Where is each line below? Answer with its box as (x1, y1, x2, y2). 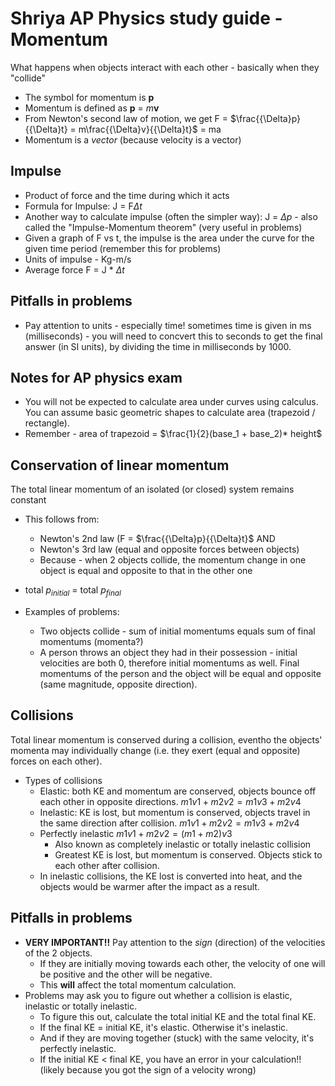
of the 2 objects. (24, 947, 93, 959)
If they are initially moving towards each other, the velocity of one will (39, 957, 326, 969)
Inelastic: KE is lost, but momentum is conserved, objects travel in (39, 806, 311, 818)
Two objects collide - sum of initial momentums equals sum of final (39, 625, 316, 637)
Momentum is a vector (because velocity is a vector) (24, 133, 242, 146)
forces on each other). (10, 755, 103, 767)
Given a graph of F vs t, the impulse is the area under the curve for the (24, 232, 315, 244)
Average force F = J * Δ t (24, 263, 125, 276)
